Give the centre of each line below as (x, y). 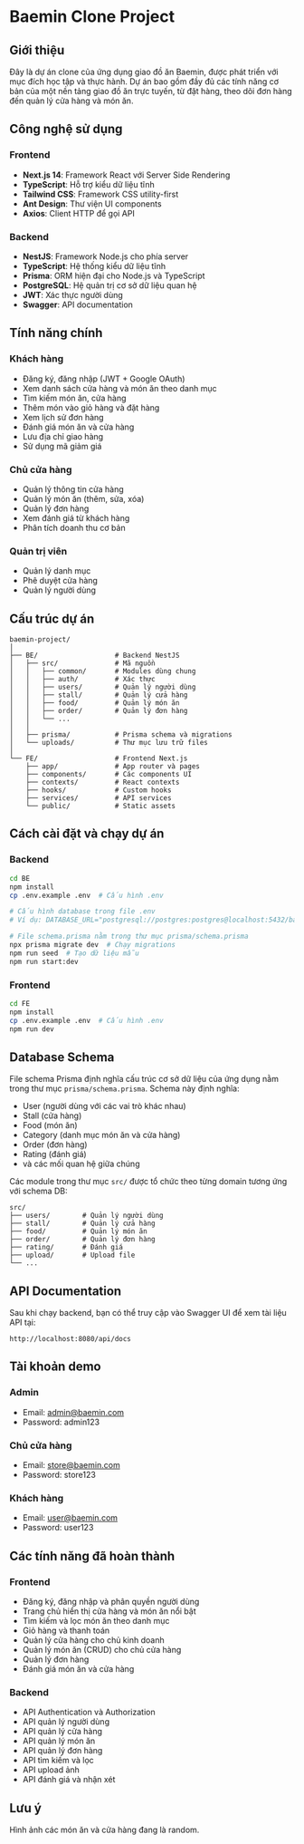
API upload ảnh (51, 1770)
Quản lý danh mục (57, 571)
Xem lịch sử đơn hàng (63, 417)
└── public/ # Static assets (101, 806)
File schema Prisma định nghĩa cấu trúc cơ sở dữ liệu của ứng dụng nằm (144, 1079)
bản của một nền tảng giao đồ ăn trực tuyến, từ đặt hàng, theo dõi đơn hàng (151, 91)
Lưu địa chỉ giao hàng (63, 436)
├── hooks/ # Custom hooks (99, 790)
